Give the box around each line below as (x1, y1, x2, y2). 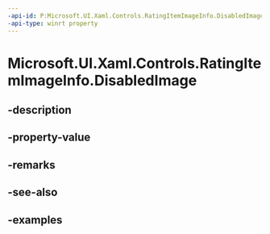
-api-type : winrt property (7, 19, 98, 27)
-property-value (7, 131, 91, 144)
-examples (7, 213, 63, 227)
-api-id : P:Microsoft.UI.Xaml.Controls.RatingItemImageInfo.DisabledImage (7, 11, 264, 20)
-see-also (7, 186, 58, 199)
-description (7, 103, 72, 117)
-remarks (7, 158, 56, 172)
